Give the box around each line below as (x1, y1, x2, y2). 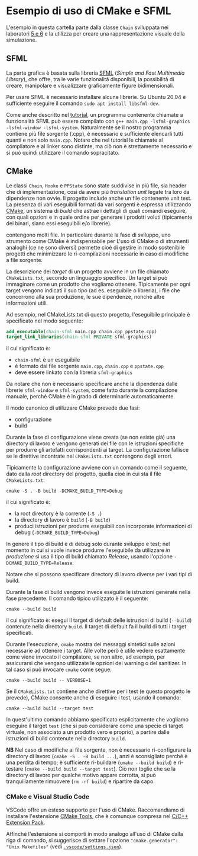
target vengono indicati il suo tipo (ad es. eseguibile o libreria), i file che (6, 286, 180, 294)
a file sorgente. (6, 256, 43, 263)
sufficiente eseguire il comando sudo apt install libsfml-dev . (6, 100, 160, 107)
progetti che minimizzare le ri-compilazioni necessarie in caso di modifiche (6, 250, 189, 257)
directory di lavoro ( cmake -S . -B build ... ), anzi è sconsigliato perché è (6, 753, 188, 760)
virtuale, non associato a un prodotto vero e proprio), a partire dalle (6, 729, 170, 736)
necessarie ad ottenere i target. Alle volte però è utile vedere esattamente (6, 647, 185, 654)
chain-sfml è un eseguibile (14, 356, 80, 363)
